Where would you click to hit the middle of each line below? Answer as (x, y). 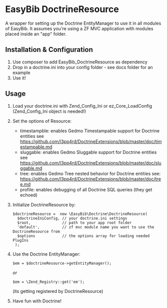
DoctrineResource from (36, 232)
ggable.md (31, 168)
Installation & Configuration (49, 50)
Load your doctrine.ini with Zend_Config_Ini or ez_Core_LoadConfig (82, 106)
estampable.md (36, 146)
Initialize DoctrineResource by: (44, 204)
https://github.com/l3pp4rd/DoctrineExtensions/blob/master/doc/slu (91, 163)
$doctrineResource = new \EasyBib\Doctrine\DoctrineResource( (80, 214)
